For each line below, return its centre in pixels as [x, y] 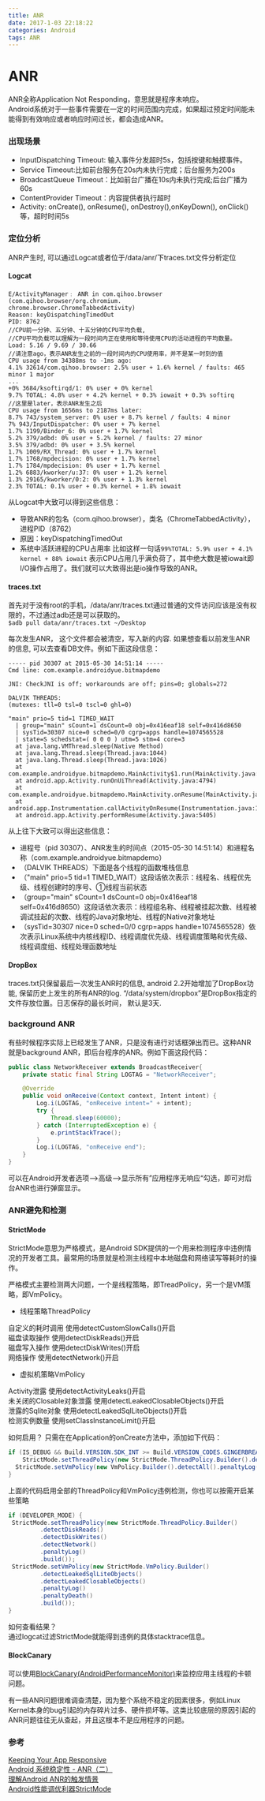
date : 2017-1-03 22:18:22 [50, 23]
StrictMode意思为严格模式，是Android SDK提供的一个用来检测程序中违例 [127, 1248]
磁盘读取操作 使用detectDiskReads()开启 [74, 1338]
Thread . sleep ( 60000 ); [86, 1118]
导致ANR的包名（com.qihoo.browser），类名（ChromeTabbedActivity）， [137, 518]
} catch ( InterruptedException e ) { [97, 1125]
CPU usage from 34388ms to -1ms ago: [70, 361]
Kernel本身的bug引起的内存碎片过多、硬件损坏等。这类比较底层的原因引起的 [132, 1710]
